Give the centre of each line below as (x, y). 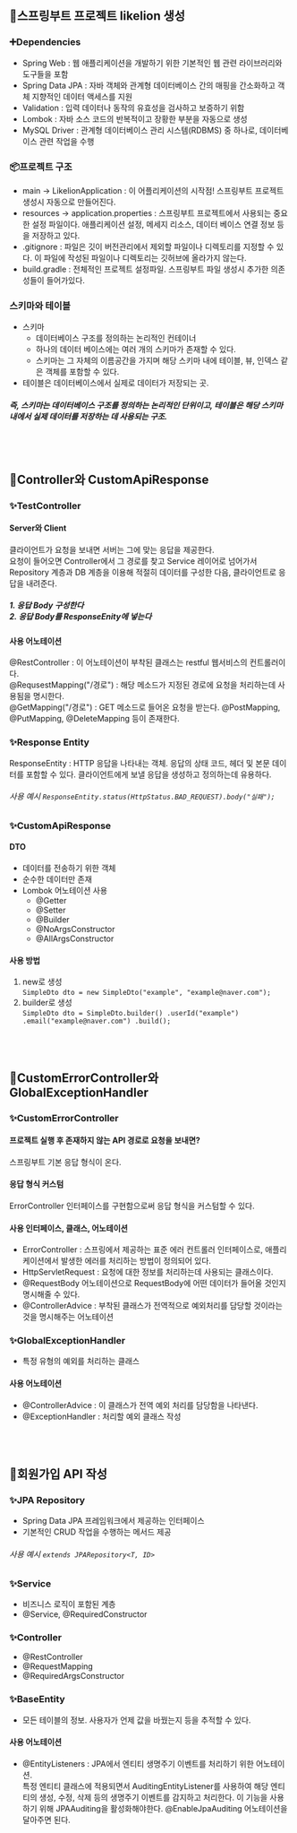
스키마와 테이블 (40, 306)
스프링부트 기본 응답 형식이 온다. (66, 1162)
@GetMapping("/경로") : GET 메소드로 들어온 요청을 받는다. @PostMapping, (145, 707)
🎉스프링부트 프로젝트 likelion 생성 (98, 16)
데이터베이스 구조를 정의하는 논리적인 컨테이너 (116, 338)
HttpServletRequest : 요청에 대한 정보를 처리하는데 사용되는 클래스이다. (148, 1272)
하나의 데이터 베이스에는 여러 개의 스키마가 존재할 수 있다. (136, 350)
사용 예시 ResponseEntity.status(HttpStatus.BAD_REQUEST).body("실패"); (142, 797)
